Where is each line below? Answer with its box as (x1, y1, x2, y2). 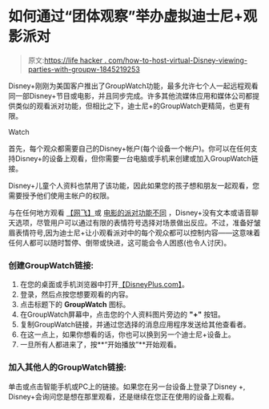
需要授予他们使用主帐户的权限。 (8, 190, 114, 200)
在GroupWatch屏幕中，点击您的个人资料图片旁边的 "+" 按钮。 (19, 310, 226, 319)
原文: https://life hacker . (27, 55, 106, 65)
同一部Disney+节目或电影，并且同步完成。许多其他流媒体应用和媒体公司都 (8, 91, 253, 100)
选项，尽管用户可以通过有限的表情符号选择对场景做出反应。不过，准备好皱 (14, 217, 261, 227)
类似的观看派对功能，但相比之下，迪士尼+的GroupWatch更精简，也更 (14, 101, 243, 111)
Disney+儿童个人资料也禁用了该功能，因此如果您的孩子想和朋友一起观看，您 (8, 180, 260, 190)
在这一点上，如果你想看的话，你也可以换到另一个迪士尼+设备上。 (19, 330, 236, 339)
